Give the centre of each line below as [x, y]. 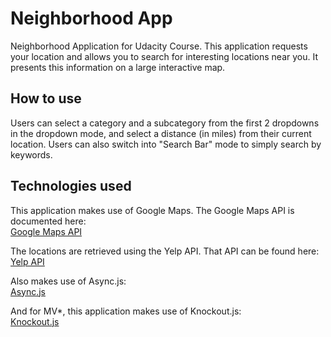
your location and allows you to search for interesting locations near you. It [164, 56]
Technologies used [71, 186]
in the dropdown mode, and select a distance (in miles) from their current [161, 133]
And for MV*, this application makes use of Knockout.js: [126, 311]
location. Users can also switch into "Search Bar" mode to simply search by [166, 144]
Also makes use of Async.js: [68, 281]
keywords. [31, 154]
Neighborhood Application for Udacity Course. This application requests [159, 46]
